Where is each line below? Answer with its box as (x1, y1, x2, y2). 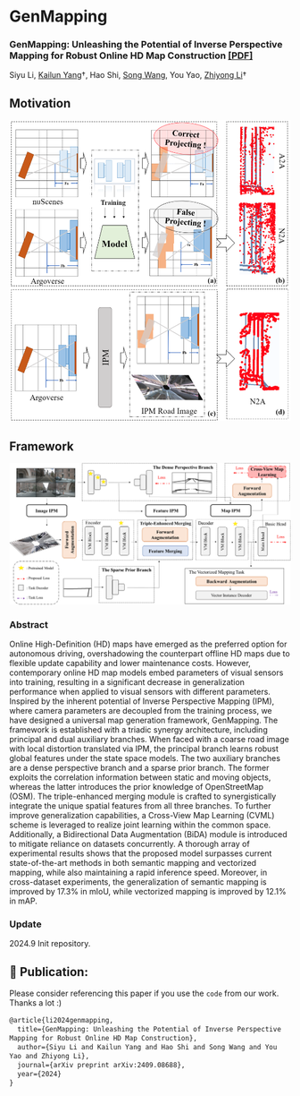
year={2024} (17, 1070, 62, 1079)
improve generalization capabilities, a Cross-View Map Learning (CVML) (9, 810, 275, 821)
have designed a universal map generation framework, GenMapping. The (9, 715, 279, 726)
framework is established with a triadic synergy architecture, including (9, 724, 268, 735)
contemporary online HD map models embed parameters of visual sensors (9, 667, 284, 678)
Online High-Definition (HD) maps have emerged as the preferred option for (9, 638, 287, 650)
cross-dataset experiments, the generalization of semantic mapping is (9, 877, 268, 887)
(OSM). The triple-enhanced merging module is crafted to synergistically (9, 791, 277, 802)
